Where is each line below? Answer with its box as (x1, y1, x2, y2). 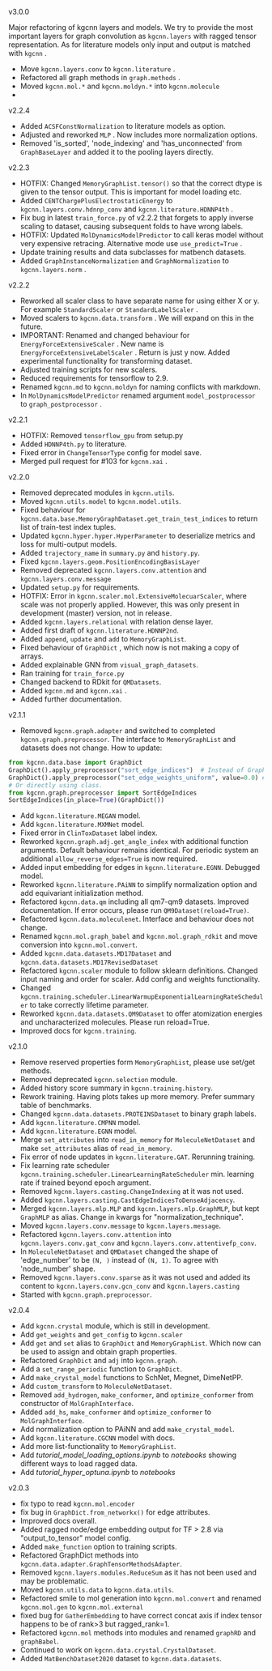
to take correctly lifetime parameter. (29, 1000, 149, 1010)
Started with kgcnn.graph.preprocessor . (19, 1289, 152, 1299)
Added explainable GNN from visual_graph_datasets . (19, 660, 198, 669)
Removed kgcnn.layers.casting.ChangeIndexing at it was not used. (19, 1187, 244, 1196)
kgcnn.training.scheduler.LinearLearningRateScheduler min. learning (19, 1170, 255, 1179)
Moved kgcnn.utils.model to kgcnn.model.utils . (19, 497, 182, 505)
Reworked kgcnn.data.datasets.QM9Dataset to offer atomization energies (19, 1008, 263, 1019)
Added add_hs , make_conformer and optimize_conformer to (19, 1407, 212, 1417)
